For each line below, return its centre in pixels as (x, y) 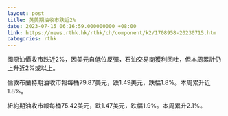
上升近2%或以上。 (33, 68)
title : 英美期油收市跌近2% (42, 20)
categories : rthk (32, 39)
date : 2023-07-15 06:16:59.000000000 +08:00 (72, 26)
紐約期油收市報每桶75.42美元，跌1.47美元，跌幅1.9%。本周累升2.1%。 (106, 106)
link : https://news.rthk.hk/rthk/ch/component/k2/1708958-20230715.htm (112, 33)
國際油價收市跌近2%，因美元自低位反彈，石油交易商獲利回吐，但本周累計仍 (114, 60)
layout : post (26, 13)
